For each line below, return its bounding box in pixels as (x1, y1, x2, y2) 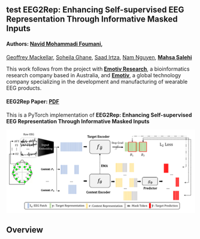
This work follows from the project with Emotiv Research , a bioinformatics (6, 65, 190, 72)
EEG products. (6, 84, 42, 92)
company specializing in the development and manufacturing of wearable (6, 78, 188, 85)
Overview (6, 225, 44, 235)
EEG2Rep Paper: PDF (6, 98, 60, 105)
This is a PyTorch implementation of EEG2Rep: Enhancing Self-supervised (6, 111, 192, 119)
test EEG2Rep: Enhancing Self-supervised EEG (6, 5, 184, 15)
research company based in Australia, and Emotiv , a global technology (6, 71, 181, 78)
